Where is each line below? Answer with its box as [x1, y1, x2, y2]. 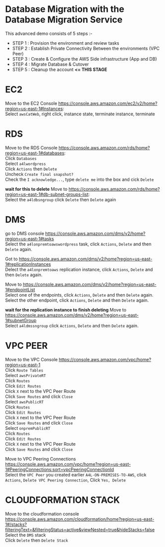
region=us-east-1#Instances [5, 105, 63, 111]
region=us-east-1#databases [5, 150, 64, 156]
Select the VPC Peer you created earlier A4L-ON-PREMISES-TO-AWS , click [5, 471, 147, 477]
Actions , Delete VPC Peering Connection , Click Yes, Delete [5, 477, 126, 483]
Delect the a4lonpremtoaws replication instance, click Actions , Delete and [5, 266, 153, 272]
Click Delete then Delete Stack [5, 537, 68, 543]
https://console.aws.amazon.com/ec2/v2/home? [58, 100, 158, 106]
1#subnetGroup [5, 317, 37, 323]
